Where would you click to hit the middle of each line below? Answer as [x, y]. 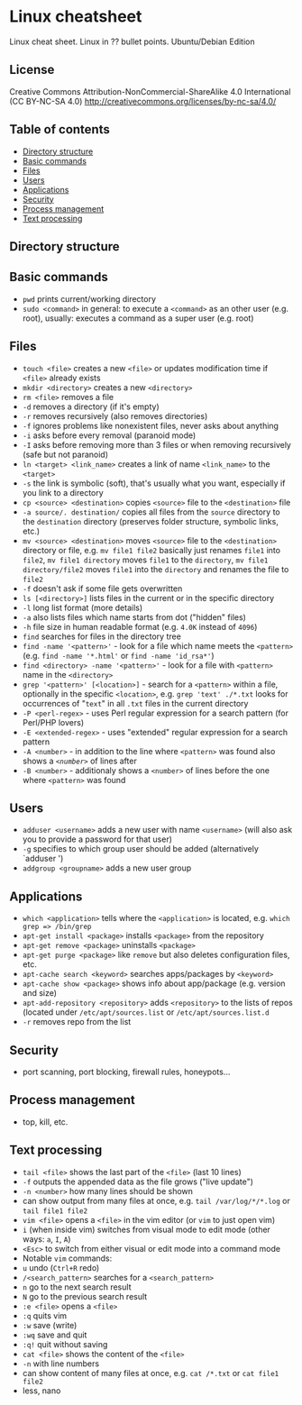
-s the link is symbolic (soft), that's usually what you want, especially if [154, 483]
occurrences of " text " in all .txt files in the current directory [135, 703]
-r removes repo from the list [77, 1022]
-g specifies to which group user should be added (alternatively [141, 849]
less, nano [41, 1391]
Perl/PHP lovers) [53, 722]
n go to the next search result [77, 1287]
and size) [39, 993]
